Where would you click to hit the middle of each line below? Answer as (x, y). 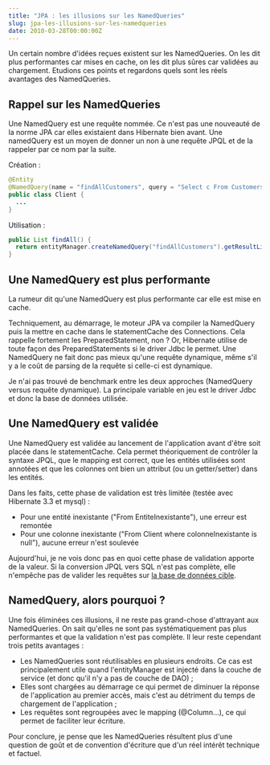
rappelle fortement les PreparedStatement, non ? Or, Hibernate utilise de (128, 340)
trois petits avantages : (46, 645)
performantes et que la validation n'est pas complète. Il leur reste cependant (135, 636)
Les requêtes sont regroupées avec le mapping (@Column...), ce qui (133, 712)
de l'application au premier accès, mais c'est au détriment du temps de (137, 695)
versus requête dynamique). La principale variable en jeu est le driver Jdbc (133, 390)
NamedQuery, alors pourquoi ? (87, 601)
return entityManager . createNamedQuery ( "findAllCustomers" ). (120, 247)
